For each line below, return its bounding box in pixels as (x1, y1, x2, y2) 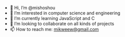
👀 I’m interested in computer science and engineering (9, 10, 120, 16)
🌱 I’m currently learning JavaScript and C (9, 15, 95, 21)
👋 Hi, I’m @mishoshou (9, 5, 55, 10)
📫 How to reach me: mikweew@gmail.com (9, 26, 99, 32)
